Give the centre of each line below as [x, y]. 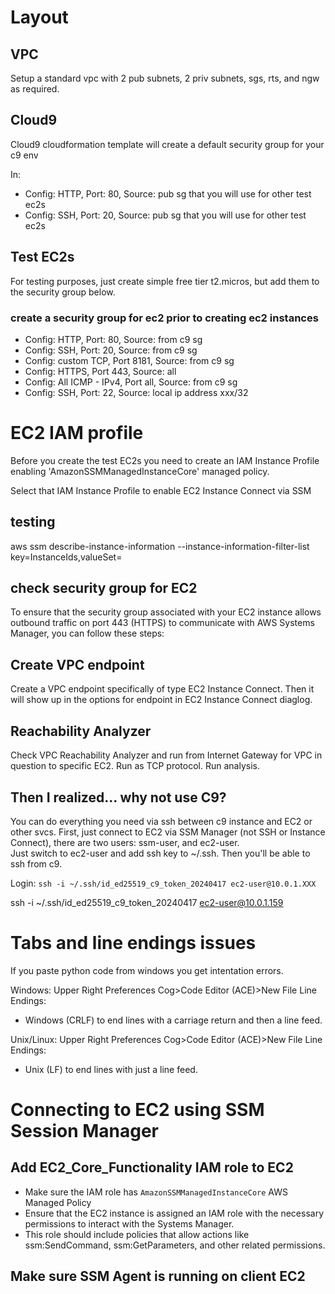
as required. [35, 89]
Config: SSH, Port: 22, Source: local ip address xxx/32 [136, 392]
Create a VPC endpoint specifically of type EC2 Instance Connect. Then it [162, 689]
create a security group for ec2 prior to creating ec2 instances [164, 318]
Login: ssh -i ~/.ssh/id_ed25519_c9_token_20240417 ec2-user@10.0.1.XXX [163, 883]
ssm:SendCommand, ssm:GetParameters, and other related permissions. [175, 1245]
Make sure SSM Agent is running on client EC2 [158, 1276]
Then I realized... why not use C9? [118, 797]
